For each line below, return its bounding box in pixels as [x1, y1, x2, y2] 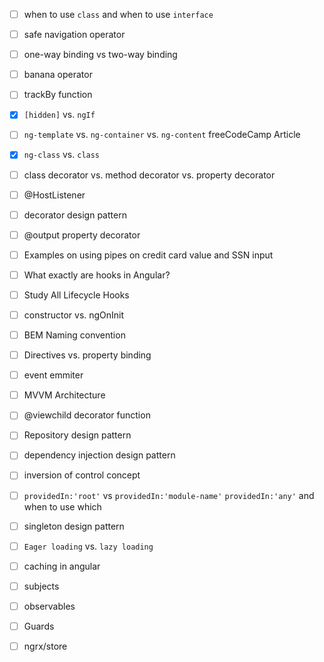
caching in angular [23, 560, 101, 572]
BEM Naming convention [23, 329, 126, 341]
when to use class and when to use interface [23, 9, 214, 20]
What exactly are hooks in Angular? [23, 269, 171, 281]
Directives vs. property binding [23, 349, 152, 361]
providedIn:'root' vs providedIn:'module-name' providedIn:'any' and [23, 489, 315, 501]
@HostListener [23, 189, 86, 201]
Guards [23, 620, 55, 632]
